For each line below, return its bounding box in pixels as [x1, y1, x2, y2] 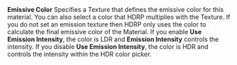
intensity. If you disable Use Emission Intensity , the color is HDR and [7, 43, 209, 50]
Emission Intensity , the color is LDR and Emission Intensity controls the [7, 35, 219, 43]
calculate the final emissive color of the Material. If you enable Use [7, 28, 202, 36]
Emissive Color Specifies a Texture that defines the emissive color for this [7, 6, 224, 13]
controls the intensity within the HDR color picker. [7, 50, 152, 58]
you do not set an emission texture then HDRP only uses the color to [7, 20, 207, 29]
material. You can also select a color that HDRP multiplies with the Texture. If [7, 13, 231, 21]
